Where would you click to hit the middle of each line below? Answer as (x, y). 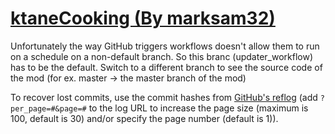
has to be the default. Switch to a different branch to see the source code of (166, 67)
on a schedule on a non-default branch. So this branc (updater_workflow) (162, 56)
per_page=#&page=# (48, 108)
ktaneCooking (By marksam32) (143, 18)
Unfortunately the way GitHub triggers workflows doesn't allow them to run (165, 46)
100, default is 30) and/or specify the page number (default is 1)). (144, 118)
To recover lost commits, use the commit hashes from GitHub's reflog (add (164, 97)
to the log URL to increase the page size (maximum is (198, 108)
